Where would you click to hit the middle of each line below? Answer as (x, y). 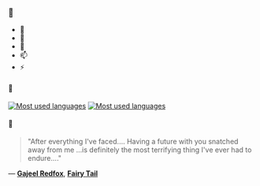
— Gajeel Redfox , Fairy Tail (53, 173)
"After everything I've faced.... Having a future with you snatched (133, 141)
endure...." (44, 158)
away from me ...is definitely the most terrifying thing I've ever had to (139, 150)
